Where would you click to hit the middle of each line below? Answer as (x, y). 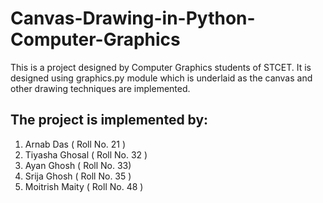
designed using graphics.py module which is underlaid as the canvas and (161, 78)
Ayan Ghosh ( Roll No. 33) (78, 165)
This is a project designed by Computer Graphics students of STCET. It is (161, 67)
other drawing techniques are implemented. (100, 88)
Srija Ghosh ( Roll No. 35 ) (78, 176)
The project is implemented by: (109, 120)
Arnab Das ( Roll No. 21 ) (75, 144)
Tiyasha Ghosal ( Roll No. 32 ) (86, 154)
